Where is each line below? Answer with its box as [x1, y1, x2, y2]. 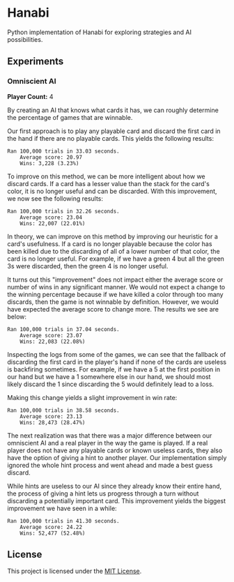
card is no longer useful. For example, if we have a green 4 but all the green [7, 254, 225, 263]
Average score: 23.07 [19, 332, 82, 339]
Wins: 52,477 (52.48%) [19, 530, 86, 537]
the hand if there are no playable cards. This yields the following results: [7, 134, 214, 142]
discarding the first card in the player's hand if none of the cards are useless [7, 358, 227, 366]
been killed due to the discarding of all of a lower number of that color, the [7, 247, 221, 255]
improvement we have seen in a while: [7, 504, 117, 512]
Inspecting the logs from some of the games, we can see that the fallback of [7, 350, 226, 358]
